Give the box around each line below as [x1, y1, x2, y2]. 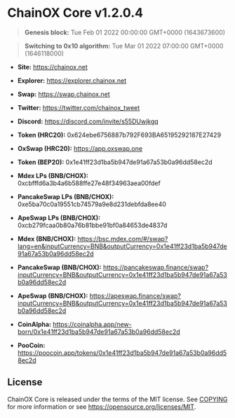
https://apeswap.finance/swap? [89, 291, 181, 299]
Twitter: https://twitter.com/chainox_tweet [17, 103, 140, 112]
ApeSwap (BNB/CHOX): [17, 291, 88, 299]
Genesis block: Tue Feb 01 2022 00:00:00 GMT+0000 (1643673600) [24, 28, 226, 36]
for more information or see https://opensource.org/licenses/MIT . [7, 402, 196, 411]
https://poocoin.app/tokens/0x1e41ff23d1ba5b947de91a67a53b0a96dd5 [17, 349, 227, 357]
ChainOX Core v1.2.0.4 [7, 5, 144, 21]
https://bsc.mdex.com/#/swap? [77, 234, 168, 243]
